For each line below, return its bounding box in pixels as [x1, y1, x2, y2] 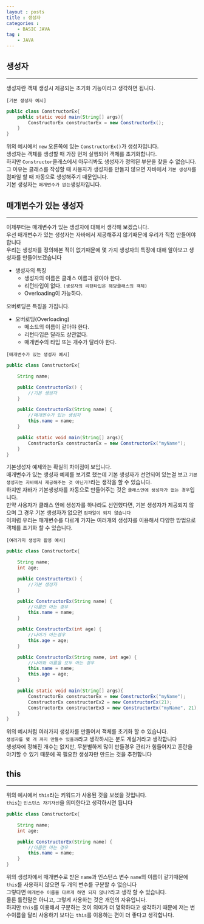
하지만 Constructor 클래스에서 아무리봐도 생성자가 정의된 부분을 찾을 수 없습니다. [6, 158, 197, 165]
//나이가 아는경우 [28, 632, 66, 638]
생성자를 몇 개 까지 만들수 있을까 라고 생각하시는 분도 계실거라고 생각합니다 [6, 735, 177, 743]
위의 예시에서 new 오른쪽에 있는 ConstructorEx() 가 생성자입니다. [6, 143, 159, 150]
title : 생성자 [6, 15, 41, 21]
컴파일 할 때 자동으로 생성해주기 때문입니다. [6, 173, 109, 180]
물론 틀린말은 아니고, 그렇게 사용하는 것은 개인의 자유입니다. [6, 896, 148, 903]
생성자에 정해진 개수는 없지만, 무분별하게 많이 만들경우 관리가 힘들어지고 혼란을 [6, 743, 193, 750]
